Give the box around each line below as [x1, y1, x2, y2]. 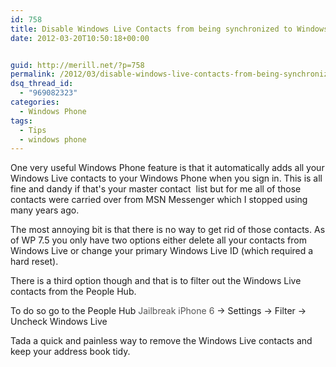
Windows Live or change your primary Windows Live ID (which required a [10, 245, 314, 257]
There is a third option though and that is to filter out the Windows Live [10, 275, 302, 287]
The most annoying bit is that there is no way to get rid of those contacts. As [10, 224, 326, 236]
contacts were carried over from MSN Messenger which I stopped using [10, 194, 308, 206]
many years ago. [10, 204, 80, 216]
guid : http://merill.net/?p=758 [10, 60, 145, 70]
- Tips [19, 125, 47, 135]
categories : [10, 97, 60, 107]
